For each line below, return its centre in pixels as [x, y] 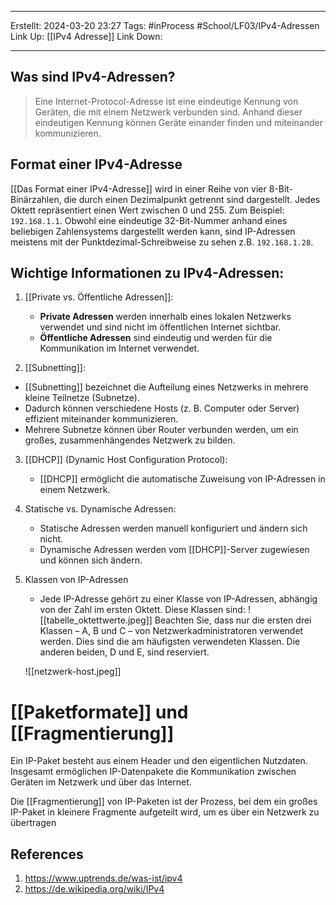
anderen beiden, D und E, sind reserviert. [124, 652]
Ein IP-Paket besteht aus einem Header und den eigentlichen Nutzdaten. [159, 761]
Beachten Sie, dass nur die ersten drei [233, 620]
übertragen [33, 823]
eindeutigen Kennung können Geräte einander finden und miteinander [178, 122]
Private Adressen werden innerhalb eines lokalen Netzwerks [165, 317]
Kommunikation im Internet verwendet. [119, 348]
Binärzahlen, [36, 199]
